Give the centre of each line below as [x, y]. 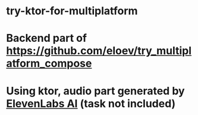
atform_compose [49, 63]
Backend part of [47, 38]
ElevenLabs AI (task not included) [91, 103]
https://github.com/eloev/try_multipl [99, 51]
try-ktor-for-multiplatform [72, 11]
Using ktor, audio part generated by [96, 91]
